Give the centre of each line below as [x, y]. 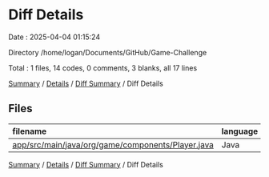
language [240, 131]
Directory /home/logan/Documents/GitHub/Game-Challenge [108, 52]
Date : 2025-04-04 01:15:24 [54, 37]
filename [30, 131]
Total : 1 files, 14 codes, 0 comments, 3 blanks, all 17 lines [103, 68]
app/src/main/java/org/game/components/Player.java [113, 144]
